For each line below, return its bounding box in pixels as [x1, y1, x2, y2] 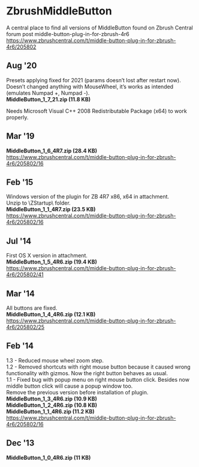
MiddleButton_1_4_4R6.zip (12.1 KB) [6, 311, 96, 318]
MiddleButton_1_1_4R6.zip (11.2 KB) [6, 408, 95, 415]
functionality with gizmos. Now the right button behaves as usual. [6, 369, 168, 376]
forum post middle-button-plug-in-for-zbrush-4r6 [6, 30, 130, 37]
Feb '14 [6, 341, 34, 351]
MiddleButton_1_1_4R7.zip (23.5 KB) [6, 206, 96, 213]
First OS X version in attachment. [6, 252, 88, 259]
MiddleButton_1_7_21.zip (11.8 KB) [6, 95, 91, 103]
